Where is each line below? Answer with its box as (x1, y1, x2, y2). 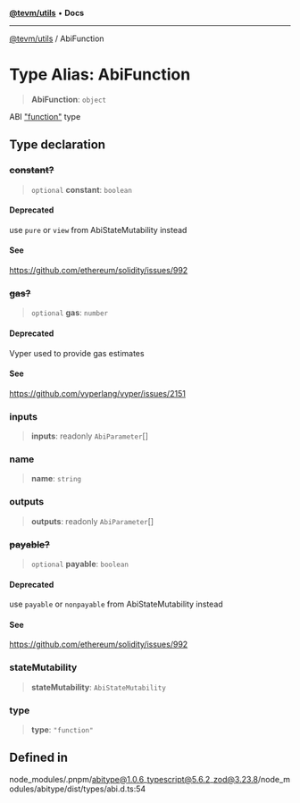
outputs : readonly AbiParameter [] (30, 515, 154, 526)
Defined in (9, 750, 69, 765)
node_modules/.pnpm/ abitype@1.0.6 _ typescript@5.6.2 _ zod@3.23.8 (9, 774, 259, 784)
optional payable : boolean (30, 558, 129, 569)
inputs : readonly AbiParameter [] (30, 431, 149, 441)
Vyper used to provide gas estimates (9, 347, 145, 358)
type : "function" (30, 724, 94, 735)
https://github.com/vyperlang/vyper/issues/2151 (9, 388, 186, 398)
